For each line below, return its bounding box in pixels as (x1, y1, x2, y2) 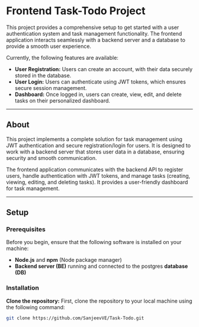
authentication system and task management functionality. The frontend (6, 30, 182, 37)
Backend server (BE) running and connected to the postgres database (14, 262, 188, 270)
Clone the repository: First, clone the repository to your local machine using (6, 297, 192, 304)
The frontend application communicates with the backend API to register (6, 166, 184, 173)
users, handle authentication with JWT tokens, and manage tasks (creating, (6, 172, 191, 179)
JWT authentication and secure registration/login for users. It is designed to (6, 142, 191, 149)
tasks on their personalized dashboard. (14, 97, 111, 104)
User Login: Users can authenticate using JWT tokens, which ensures (14, 78, 187, 85)
